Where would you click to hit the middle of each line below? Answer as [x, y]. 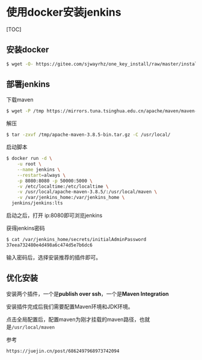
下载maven [20, 100]
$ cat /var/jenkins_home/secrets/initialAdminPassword [76, 240]
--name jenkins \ [39, 169]
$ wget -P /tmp [25, 111]
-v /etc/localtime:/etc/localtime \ [63, 186]
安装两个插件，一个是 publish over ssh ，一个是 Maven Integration [88, 294]
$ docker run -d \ [29, 159]
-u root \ [29, 164]
